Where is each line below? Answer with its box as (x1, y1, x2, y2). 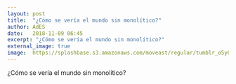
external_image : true (7, 43, 71, 50)
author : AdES (7, 23, 46, 30)
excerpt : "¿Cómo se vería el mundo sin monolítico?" (7, 36, 165, 43)
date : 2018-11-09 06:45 (7, 29, 83, 37)
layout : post (7, 10, 46, 17)
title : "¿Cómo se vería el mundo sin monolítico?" (7, 17, 162, 24)
